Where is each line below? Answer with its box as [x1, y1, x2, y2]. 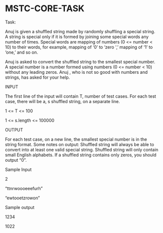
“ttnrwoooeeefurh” [5, 185, 43, 191]
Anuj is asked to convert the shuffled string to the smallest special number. [5, 59, 155, 64]
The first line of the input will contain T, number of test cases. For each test [5, 93, 156, 99]
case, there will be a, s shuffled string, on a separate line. [5, 98, 120, 104]
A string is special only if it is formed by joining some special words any [5, 34, 149, 40]
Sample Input [5, 167, 32, 172]
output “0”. [5, 157, 27, 163]
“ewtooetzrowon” [5, 195, 40, 201]
